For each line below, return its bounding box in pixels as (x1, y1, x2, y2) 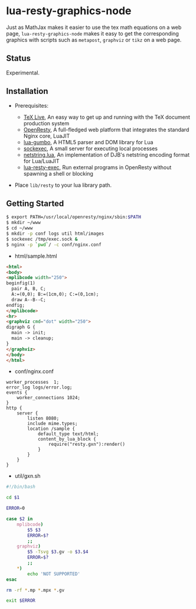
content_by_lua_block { (37, 436, 96, 442)
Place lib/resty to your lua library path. (14, 182, 112, 189)
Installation (6, 86, 48, 96)
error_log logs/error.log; (6, 384, 73, 391)
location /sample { (27, 426, 76, 432)
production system (23, 119, 70, 127)
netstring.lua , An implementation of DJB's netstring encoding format (23, 151, 190, 158)
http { (6, 405, 22, 412)
